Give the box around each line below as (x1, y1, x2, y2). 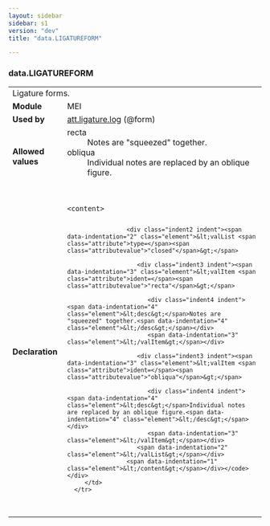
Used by (12, 113, 46, 124)
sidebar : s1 (8, 19, 48, 27)
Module (12, 100, 43, 112)
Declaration (12, 346, 58, 357)
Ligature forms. (12, 88, 70, 99)
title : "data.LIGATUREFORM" (8, 34, 103, 43)
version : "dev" (8, 27, 59, 35)
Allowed (12, 145, 45, 157)
